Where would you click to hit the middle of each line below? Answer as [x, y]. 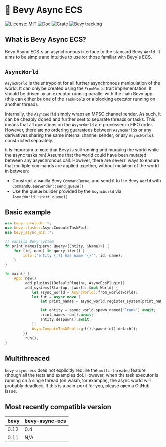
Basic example [28, 212]
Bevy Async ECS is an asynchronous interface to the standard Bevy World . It [83, 51]
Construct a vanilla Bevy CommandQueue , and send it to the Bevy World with [86, 180]
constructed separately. [29, 140]
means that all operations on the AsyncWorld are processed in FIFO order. [79, 124]
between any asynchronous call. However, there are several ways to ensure [82, 160]
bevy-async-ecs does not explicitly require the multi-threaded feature [75, 370]
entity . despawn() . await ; [66, 320]
